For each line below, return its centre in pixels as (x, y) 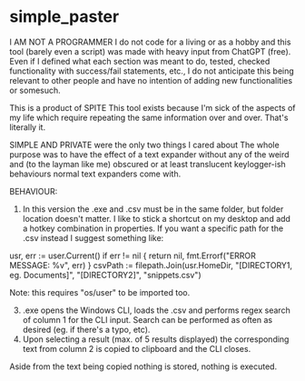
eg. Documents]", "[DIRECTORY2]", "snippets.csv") (105, 275)
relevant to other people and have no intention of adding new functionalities (151, 80)
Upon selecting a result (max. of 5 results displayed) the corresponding (156, 339)
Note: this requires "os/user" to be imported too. (100, 292)
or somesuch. (35, 90)
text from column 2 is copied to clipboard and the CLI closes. (137, 348)
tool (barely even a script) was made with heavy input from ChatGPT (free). (150, 51)
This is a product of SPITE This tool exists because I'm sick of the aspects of (152, 107)
